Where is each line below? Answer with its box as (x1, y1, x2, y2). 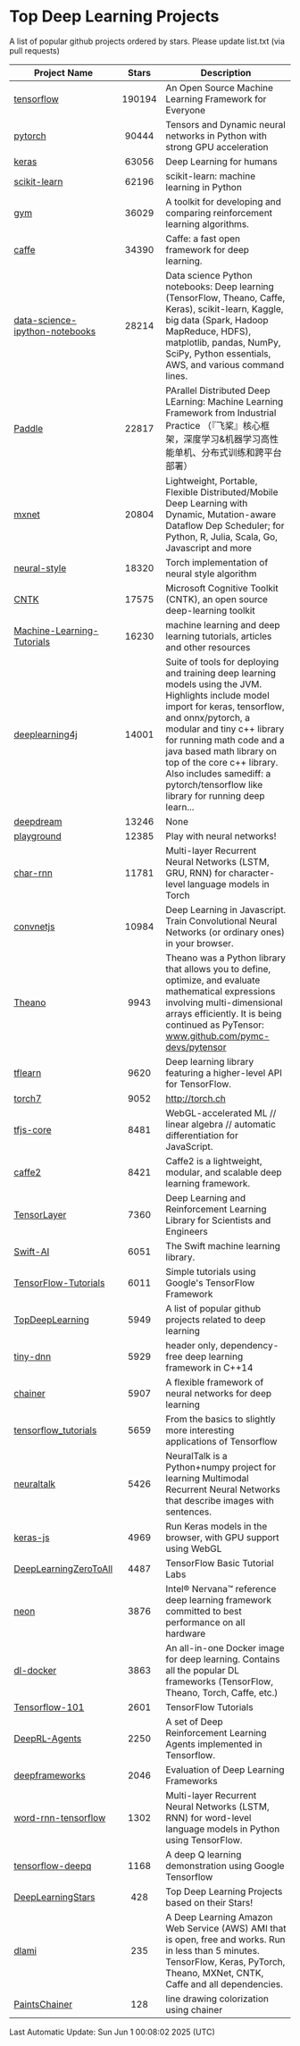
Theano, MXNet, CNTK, (165, 1966, 264, 1979)
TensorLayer (13, 1208, 67, 1220)
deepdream (13, 815, 62, 827)
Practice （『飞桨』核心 (165, 419, 262, 432)
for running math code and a (165, 734, 285, 746)
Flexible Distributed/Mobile (165, 485, 279, 498)
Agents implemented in (165, 1738, 263, 1750)
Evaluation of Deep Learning (165, 1763, 285, 1775)
